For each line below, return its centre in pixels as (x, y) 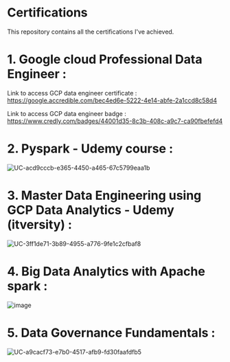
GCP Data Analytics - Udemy (91, 210)
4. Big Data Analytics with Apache (106, 271)
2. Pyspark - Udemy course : (90, 149)
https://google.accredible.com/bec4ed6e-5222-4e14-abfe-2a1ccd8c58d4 (112, 100)
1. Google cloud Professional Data (105, 59)
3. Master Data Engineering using (104, 195)
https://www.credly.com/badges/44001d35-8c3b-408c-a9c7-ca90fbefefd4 (115, 121)
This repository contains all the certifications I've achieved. (91, 32)
